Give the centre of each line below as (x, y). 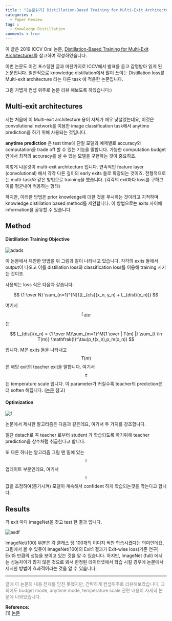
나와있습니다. (28, 597)
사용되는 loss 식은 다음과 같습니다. (40, 285)
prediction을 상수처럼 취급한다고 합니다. (45, 441)
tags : (12, 24)
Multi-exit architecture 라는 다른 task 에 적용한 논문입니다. (64, 79)
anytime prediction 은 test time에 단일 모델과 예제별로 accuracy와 (73, 143)
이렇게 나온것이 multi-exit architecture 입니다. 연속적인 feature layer (75, 166)
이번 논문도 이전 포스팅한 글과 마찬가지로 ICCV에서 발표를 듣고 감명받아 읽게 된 (84, 66)
